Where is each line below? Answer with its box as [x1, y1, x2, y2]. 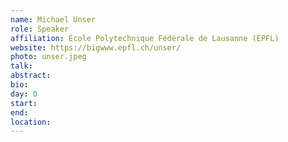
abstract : [10, 71, 52, 81]
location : [10, 117, 52, 127]
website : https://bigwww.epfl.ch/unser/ [10, 42, 182, 53]
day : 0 [10, 89, 38, 99]
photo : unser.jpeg [10, 52, 87, 62]
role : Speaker [10, 24, 70, 34]
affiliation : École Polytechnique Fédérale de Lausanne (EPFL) [10, 33, 280, 43]
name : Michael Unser [10, 14, 97, 25]
